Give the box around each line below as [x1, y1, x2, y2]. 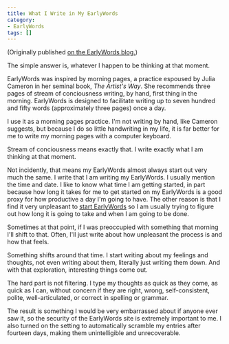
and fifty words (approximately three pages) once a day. [7, 104, 166, 112]
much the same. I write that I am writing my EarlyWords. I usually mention [7, 173, 215, 182]
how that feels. [7, 238, 50, 246]
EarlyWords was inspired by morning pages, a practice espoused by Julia [7, 75, 215, 83]
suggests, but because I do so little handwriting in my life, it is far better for [7, 125, 220, 133]
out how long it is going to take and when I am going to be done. [7, 210, 189, 218]
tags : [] [7, 29, 32, 36]
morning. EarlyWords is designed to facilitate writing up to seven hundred [7, 97, 215, 105]
